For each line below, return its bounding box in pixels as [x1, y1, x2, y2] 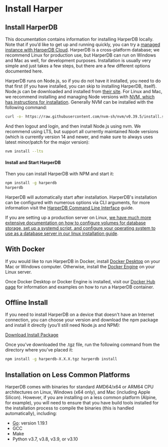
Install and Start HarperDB [5, 160, 61, 166]
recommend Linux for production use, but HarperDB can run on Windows [5, 52, 156, 58]
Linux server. [5, 269, 32, 275]
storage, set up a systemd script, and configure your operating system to [5, 225, 156, 231]
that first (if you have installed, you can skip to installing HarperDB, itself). [5, 83, 157, 89]
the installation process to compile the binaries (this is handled [5, 405, 134, 411]
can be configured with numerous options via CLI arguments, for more [5, 199, 150, 205]
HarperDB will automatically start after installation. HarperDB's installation [5, 194, 157, 200]
